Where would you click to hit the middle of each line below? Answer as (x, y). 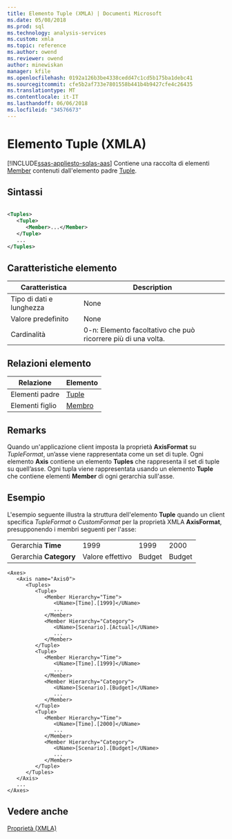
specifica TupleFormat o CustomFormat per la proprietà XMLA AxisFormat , (115, 521)
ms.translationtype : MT (41, 90)
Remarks (27, 430)
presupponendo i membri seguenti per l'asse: (72, 529)
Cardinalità (28, 334)
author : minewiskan (35, 65)
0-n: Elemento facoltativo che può (139, 330)
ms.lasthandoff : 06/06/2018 (48, 104)
